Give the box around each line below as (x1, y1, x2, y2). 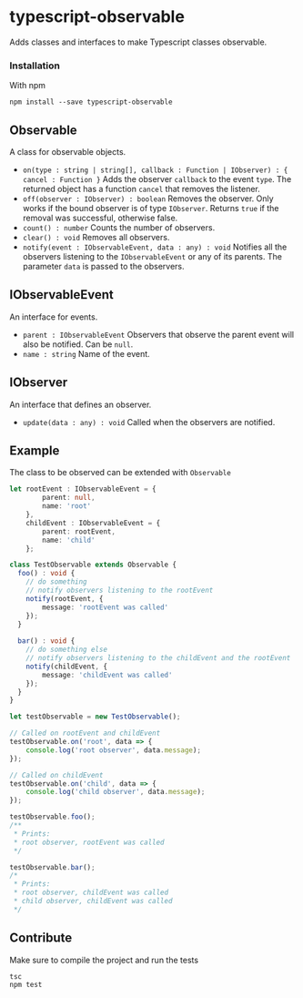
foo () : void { (17, 569, 76, 578)
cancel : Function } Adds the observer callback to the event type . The (22, 174, 292, 185)
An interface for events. (9, 311, 98, 322)
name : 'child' (42, 535, 96, 545)
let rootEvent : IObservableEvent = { (9, 484, 157, 494)
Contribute (9, 931, 73, 946)
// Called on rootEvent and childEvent (9, 728, 161, 738)
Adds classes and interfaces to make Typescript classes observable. (9, 36, 268, 47)
